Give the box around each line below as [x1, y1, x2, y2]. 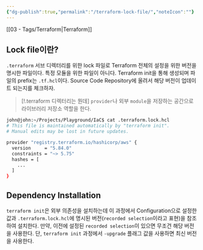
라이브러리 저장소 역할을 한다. [21, 105, 92, 112]
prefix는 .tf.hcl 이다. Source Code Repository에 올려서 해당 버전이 [17, 77, 181, 84]
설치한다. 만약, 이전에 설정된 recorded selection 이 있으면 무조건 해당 [17, 222, 184, 229]
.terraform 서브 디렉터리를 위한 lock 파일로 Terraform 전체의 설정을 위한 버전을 [6, 62, 197, 69]
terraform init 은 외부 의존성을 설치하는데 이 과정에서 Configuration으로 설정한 [6, 207, 198, 214]
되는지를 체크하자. [12, 84, 55, 92]
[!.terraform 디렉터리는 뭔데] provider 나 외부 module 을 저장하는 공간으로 [21, 98, 194, 105]
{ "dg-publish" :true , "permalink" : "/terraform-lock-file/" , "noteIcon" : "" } [6, 8, 194, 15]
